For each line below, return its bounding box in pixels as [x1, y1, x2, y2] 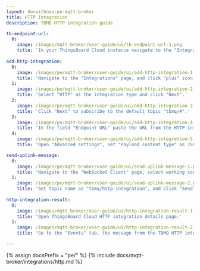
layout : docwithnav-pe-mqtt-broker [6, 8, 95, 15]
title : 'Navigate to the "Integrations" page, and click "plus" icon [17, 75, 193, 81]
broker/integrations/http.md [6, 258, 74, 265]
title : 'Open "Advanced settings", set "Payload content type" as [17, 141, 185, 147]
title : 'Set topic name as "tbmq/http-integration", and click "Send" [17, 186, 196, 192]
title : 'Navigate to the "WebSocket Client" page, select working [17, 169, 185, 175]
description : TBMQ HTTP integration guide [6, 20, 113, 26]
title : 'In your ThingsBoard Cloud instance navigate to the [17, 47, 171, 54]
